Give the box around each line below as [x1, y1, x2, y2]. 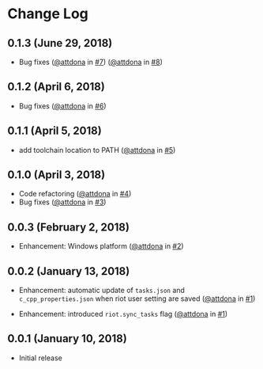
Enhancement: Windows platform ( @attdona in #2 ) [18, 242, 184, 251]
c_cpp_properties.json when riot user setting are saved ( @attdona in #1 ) [18, 294, 256, 303]
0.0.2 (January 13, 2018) [7, 264, 130, 278]
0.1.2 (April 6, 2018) [7, 80, 106, 93]
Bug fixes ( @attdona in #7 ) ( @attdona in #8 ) [18, 57, 163, 67]
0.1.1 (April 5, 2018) [7, 124, 102, 138]
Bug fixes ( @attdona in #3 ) [18, 197, 107, 207]
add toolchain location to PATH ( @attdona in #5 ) [18, 145, 176, 154]
